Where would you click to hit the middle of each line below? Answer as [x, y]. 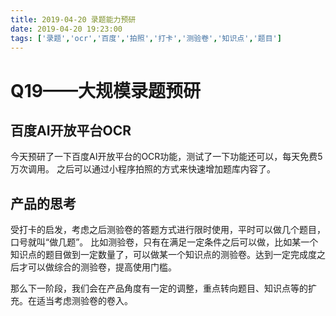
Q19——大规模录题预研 [106, 90]
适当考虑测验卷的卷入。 [84, 301]
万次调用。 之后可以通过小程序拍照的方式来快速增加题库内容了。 [143, 169]
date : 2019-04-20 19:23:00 [66, 29]
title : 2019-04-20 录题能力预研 [73, 19]
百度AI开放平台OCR [71, 130]
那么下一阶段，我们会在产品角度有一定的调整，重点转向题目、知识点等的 [159, 288]
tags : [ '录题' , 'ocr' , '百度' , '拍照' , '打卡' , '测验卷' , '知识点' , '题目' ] [146, 38]
